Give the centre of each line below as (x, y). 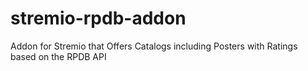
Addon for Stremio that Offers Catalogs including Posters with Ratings (154, 46)
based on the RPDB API (58, 56)
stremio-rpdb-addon (98, 18)
